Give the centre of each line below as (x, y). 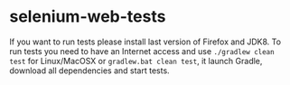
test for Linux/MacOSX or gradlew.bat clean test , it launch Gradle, (136, 61)
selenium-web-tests (88, 17)
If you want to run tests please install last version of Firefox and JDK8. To (145, 42)
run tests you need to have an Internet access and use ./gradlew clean (142, 51)
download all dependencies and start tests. (89, 71)
